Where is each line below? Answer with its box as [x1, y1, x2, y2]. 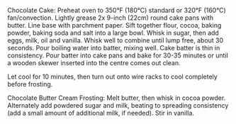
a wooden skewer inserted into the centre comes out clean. [7, 59, 181, 67]
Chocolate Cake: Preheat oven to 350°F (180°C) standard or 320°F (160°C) [7, 6, 227, 14]
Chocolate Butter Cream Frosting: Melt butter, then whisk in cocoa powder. [7, 94, 226, 102]
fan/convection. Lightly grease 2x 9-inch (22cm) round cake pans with [7, 13, 214, 22]
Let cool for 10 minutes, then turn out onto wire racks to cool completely [7, 72, 218, 81]
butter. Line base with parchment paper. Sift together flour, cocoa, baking [7, 21, 222, 29]
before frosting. [7, 80, 53, 88]
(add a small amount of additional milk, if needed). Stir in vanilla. [7, 109, 195, 117]
